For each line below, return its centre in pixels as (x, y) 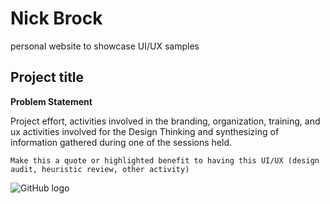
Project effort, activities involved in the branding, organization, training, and (165, 121)
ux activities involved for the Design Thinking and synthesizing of (145, 131)
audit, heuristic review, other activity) (100, 169)
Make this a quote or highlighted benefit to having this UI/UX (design (165, 160)
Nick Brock (56, 18)
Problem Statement (51, 101)
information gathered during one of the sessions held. (121, 142)
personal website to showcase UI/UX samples (105, 46)
